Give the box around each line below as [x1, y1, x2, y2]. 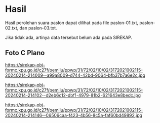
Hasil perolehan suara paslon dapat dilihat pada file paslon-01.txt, [5, 20, 139, 26]
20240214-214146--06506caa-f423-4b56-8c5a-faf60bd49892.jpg [5, 112, 142, 118]
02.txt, [5, 25, 19, 31]
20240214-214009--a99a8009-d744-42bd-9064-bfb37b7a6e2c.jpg [5, 72, 146, 78]
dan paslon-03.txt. [19, 25, 57, 31]
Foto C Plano [5, 49, 45, 57]
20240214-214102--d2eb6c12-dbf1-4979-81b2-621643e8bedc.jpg [5, 92, 141, 98]
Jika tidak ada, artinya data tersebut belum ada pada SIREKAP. [5, 34, 132, 40]
